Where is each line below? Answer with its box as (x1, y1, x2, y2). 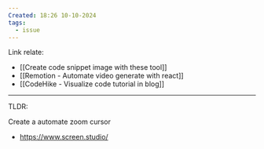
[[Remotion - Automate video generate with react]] (19, 71, 184, 81)
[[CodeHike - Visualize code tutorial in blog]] (19, 79, 165, 89)
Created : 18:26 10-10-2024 (8, 11, 97, 20)
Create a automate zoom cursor (8, 117, 112, 126)
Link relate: (8, 48, 45, 57)
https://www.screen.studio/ (19, 133, 108, 142)
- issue (15, 26, 41, 34)
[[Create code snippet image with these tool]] (19, 63, 167, 72)
